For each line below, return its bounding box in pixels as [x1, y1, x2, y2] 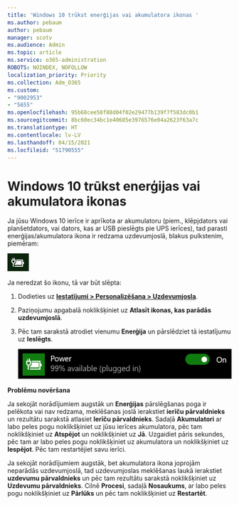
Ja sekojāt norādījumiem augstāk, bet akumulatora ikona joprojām [7, 459, 201, 467]
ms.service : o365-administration [7, 57, 107, 64]
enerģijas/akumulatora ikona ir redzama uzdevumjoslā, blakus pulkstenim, [7, 232, 224, 240]
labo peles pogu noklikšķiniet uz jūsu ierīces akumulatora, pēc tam [7, 422, 203, 431]
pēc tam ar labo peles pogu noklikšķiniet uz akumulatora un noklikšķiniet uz [7, 437, 229, 446]
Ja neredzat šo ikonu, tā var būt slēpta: [7, 278, 122, 287]
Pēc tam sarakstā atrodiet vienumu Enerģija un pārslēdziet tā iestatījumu [17, 327, 231, 336]
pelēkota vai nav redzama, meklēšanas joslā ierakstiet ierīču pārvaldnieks [7, 408, 225, 416]
